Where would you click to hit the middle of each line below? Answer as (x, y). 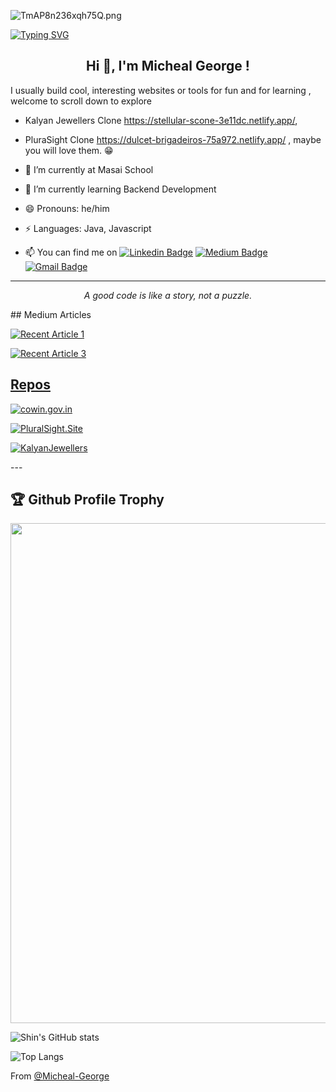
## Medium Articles (51, 314)
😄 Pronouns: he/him (67, 208)
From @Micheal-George (60, 1076)
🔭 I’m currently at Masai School (89, 169)
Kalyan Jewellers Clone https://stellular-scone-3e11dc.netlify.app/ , (161, 120)
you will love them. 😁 (69, 150)
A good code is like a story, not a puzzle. (168, 295)
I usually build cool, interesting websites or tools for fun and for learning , (161, 90)
